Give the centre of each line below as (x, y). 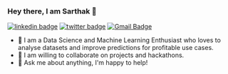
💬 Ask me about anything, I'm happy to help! (83, 63)
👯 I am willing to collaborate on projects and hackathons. (101, 55)
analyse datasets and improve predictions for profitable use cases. (115, 48)
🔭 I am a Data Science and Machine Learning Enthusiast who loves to (119, 40)
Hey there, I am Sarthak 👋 (52, 11)
